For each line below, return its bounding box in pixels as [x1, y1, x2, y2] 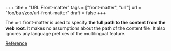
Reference [5, 40, 27, 46]
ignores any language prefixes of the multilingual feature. [5, 31, 126, 36]
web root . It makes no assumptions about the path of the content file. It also [5, 25, 165, 31]
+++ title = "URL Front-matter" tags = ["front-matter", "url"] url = [5, 5, 142, 10]
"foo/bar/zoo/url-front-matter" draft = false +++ [5, 10, 106, 16]
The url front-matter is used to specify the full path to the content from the [5, 20, 166, 25]
